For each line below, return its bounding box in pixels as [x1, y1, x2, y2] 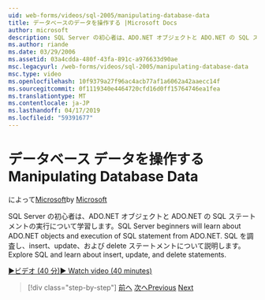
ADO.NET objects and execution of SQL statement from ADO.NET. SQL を [8, 231, 247, 240]
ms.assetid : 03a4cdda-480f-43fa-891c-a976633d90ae [8, 56, 178, 64]
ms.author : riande [8, 41, 69, 49]
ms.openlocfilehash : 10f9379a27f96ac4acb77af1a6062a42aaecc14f [8, 77, 221, 85]
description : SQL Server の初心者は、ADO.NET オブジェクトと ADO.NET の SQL [8, 33, 250, 42]
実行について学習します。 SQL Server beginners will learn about [35, 221, 241, 231]
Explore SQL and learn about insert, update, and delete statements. [8, 250, 227, 259]
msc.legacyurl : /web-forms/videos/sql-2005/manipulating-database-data [8, 63, 248, 71]
